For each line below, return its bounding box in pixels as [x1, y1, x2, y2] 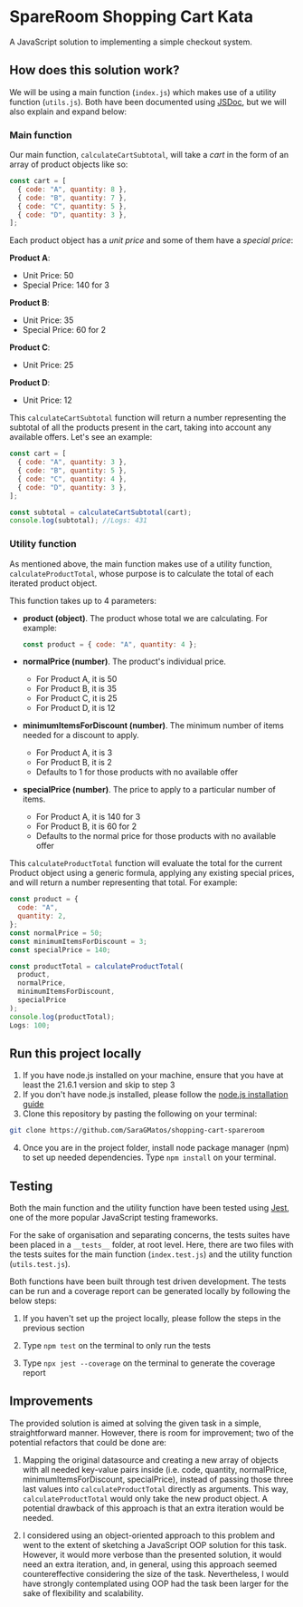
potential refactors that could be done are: [9, 1437, 167, 1447]
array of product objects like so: [9, 159, 128, 170]
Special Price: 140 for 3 [22, 279, 110, 291]
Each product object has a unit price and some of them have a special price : [9, 235, 294, 246]
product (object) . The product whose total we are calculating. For [22, 612, 269, 623]
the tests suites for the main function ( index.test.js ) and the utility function [9, 1249, 292, 1260]
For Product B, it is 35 [35, 683, 118, 695]
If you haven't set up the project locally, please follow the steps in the [22, 1313, 281, 1324]
